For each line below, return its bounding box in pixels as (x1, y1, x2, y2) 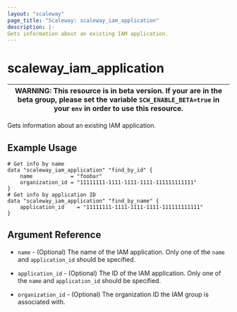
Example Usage (7, 142, 78, 154)
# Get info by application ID (7, 191, 97, 198)
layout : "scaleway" (7, 10, 65, 18)
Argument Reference (7, 229, 102, 241)
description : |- (7, 23, 55, 30)
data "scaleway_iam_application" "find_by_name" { (7, 198, 159, 205)
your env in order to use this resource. (54, 104, 183, 114)
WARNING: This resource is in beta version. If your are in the (14, 86, 223, 96)
